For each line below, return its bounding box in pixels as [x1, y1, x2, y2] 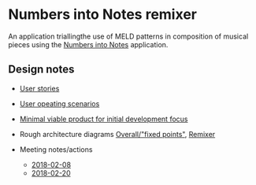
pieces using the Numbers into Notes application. [8, 39, 169, 49]
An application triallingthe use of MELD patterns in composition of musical [8, 31, 249, 41]
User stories [19, 83, 60, 93]
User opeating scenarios [19, 98, 100, 108]
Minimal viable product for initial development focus [19, 114, 188, 124]
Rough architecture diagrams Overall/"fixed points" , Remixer [19, 129, 216, 139]
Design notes [8, 63, 75, 76]
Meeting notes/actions [19, 144, 93, 154]
